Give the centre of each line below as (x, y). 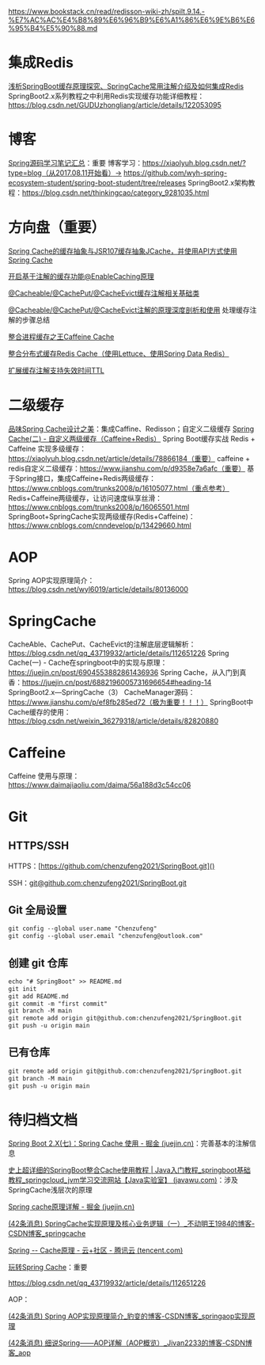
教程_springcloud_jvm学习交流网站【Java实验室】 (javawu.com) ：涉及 (123, 1180)
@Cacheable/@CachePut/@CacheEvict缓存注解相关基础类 (104, 293)
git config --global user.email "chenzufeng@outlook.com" (106, 936)
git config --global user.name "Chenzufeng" (83, 929)
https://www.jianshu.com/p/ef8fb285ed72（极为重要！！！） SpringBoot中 (131, 702)
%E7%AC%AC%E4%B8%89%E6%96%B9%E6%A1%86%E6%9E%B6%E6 (132, 20)
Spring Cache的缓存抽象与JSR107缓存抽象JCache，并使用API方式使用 (123, 251)
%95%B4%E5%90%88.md (53, 28)
